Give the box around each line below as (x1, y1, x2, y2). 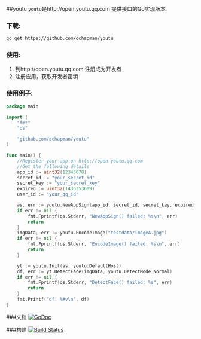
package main (6, 103, 39, 109)
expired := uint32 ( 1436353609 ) (17, 186, 95, 192)
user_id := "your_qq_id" (17, 191, 79, 197)
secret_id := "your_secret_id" (17, 175, 95, 181)
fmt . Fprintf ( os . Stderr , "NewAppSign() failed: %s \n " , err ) (28, 213, 178, 219)
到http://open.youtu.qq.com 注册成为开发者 (14, 65, 122, 73)
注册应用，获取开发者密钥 (14, 73, 78, 80)
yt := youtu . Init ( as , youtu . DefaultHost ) (17, 262, 121, 269)
